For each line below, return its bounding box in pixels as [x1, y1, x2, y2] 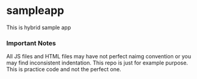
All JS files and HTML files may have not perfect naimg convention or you [6, 53, 192, 60]
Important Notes [6, 39, 56, 47]
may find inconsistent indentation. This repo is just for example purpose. [6, 59, 188, 67]
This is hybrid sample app [6, 24, 71, 31]
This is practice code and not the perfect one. [6, 66, 121, 73]
